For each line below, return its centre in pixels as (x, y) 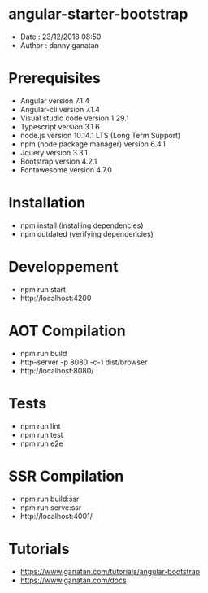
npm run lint (40, 426)
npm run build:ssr (50, 499)
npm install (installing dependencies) (82, 225)
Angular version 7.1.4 (55, 100)
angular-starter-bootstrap (98, 14)
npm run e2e (41, 443)
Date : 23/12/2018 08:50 (61, 37)
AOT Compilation (67, 331)
